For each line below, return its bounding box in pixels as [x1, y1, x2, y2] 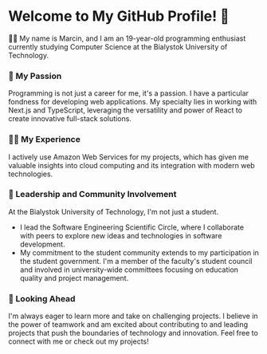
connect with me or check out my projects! [8, 336, 149, 346]
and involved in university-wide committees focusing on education [19, 265, 239, 274]
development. [19, 239, 65, 249]
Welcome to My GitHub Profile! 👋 [8, 7, 230, 26]
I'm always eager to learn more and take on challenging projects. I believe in [8, 311, 258, 321]
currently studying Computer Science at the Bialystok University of [8, 41, 228, 51]
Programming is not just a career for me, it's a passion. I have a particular [8, 88, 249, 98]
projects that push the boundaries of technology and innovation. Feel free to [8, 328, 259, 338]
